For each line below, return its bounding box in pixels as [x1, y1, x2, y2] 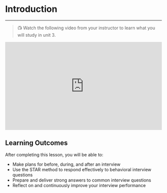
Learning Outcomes [5, 138, 68, 147]
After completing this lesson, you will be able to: [5, 152, 103, 158]
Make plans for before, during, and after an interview [12, 161, 121, 167]
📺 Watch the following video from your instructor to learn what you [17, 25, 156, 31]
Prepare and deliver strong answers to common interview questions [12, 177, 152, 183]
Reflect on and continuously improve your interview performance [12, 183, 146, 189]
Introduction [5, 3, 58, 15]
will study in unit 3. [17, 32, 56, 38]
